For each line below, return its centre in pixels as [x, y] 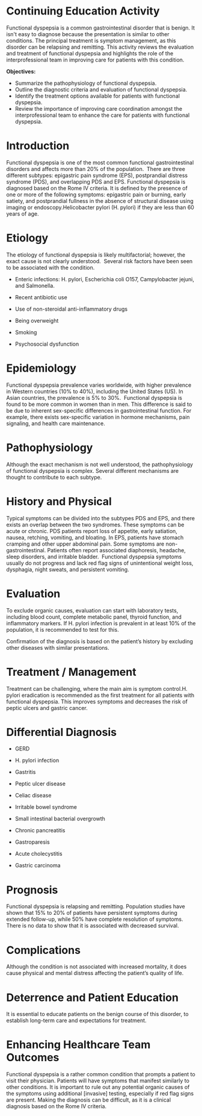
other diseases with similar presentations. [58, 647]
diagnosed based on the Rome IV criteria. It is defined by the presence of [97, 188]
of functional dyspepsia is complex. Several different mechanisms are [93, 470]
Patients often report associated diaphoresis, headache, [117, 550]
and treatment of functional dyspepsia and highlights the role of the [90, 53]
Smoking [26, 332]
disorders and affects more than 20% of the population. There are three [96, 169]
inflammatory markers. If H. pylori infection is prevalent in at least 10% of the [101, 623]
